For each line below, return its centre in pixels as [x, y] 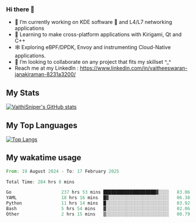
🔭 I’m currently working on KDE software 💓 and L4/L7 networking [93, 22]
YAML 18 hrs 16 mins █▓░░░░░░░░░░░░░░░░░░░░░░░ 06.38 [98, 198]
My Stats [23, 93]
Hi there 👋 [21, 9]
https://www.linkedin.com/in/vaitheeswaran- [134, 68]
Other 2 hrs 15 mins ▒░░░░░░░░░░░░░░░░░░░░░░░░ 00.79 [98, 214]
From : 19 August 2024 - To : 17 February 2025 [62, 171]
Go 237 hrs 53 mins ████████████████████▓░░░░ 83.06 [98, 193]
